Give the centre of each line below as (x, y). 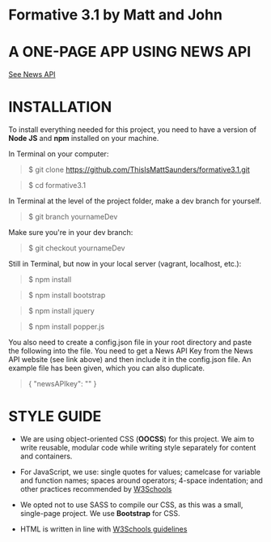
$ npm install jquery (61, 311)
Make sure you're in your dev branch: (71, 233)
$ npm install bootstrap (67, 295)
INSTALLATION (60, 107)
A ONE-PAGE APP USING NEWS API (130, 52)
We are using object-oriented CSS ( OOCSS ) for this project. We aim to (137, 439)
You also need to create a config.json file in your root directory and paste (130, 343)
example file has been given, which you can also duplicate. (106, 368)
